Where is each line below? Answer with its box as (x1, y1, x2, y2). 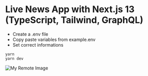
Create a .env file (12, 31, 48, 37)
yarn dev (5, 56, 24, 61)
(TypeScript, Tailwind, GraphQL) (5, 14, 143, 26)
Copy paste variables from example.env (12, 36, 96, 43)
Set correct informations (12, 42, 64, 48)
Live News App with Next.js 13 (5, 4, 135, 15)
